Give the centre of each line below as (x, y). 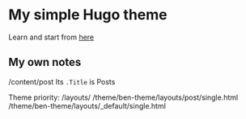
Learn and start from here (51, 37)
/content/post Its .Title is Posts (62, 81)
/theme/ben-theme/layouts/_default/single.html (87, 105)
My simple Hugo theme (88, 15)
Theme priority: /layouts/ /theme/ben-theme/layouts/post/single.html (123, 97)
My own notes (45, 62)
